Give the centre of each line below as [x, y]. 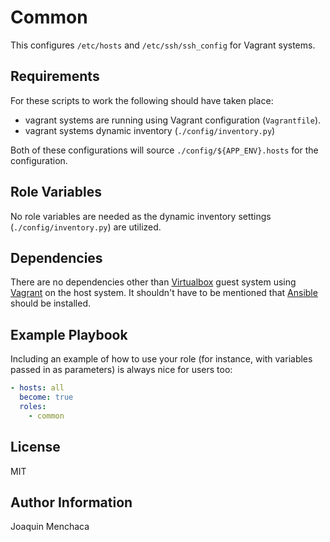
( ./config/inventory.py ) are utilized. [86, 227]
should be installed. [51, 303]
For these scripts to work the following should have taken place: [142, 100]
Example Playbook [69, 334]
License [35, 447]
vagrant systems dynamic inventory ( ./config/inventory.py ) [150, 130]
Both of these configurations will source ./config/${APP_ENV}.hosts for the [164, 150]
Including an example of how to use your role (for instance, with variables [161, 359]
